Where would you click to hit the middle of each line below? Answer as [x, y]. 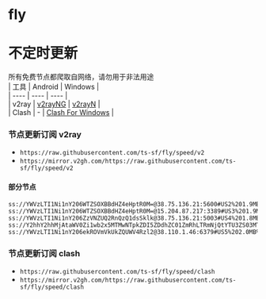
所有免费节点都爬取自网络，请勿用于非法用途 [81, 77]
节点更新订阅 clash [44, 253]
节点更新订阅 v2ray [45, 135]
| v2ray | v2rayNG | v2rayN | [54, 104]
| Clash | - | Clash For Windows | [61, 113]
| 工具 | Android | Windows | [54, 87]
